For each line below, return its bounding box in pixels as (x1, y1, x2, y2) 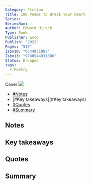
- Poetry (9, 67, 28, 72)
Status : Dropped (5, 58, 39, 63)
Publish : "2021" (5, 40, 39, 45)
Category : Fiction (5, 7, 43, 12)
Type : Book (5, 30, 28, 35)
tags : (5, 62, 16, 67)
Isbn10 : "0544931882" (5, 49, 50, 54)
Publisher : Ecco (5, 35, 39, 40)
